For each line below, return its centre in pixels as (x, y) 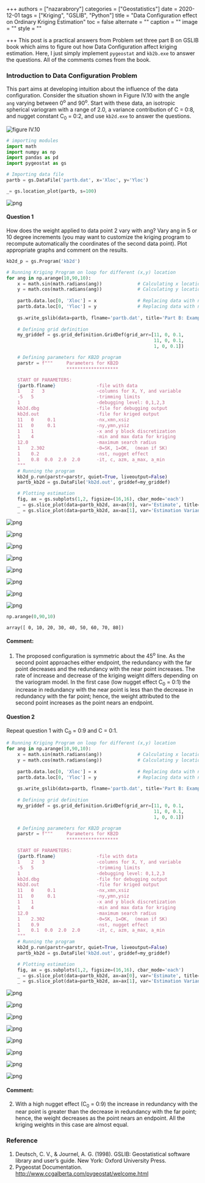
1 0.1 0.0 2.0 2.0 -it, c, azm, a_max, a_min (91, 931)
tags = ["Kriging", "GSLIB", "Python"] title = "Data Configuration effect (109, 15)
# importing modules (33, 140)
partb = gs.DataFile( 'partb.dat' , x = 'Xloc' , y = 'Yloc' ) (77, 180)
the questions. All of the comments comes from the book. (79, 60)
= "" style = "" (24, 28)
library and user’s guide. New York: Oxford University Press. (91, 1160)
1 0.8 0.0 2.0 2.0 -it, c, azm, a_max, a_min (91, 459)
